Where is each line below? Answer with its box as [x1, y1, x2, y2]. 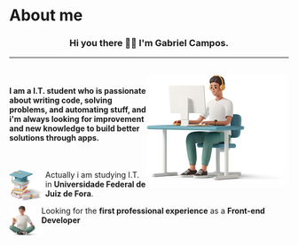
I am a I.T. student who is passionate [9, 86, 146, 96]
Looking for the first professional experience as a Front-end [41, 205, 266, 216]
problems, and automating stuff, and [9, 104, 146, 115]
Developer [41, 214, 81, 226]
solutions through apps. [9, 133, 100, 143]
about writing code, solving [9, 95, 113, 106]
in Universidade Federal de [45, 179, 146, 189]
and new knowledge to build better [9, 123, 140, 134]
